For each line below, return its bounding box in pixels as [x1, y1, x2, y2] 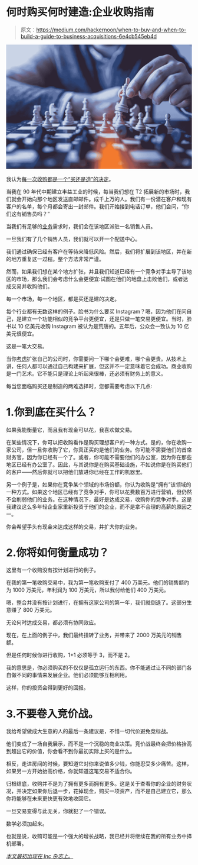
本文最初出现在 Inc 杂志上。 [6, 853, 74, 860]
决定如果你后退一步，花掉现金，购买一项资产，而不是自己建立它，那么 [21, 787, 192, 795]
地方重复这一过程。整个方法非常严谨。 [11, 255, 104, 262]
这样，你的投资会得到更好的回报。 [6, 684, 89, 691]
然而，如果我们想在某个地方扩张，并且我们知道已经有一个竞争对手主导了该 [6, 267, 187, 275]
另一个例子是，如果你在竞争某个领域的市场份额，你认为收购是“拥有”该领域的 [6, 480, 192, 488]
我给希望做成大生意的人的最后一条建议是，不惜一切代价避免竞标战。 [6, 728, 171, 735]
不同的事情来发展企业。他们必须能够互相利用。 [16, 672, 130, 679]
